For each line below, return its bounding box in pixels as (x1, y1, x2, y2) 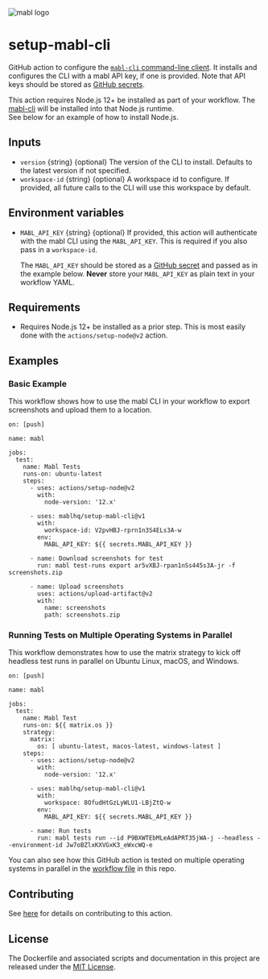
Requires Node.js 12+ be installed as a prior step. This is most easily (19, 322, 246, 332)
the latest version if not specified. (19, 165, 131, 175)
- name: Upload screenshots (29, 583, 125, 591)
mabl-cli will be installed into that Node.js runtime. (8, 103, 175, 113)
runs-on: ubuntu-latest (23, 470, 103, 479)
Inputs (8, 135, 42, 149)
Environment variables (8, 206, 125, 220)
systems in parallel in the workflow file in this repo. (8, 864, 177, 873)
